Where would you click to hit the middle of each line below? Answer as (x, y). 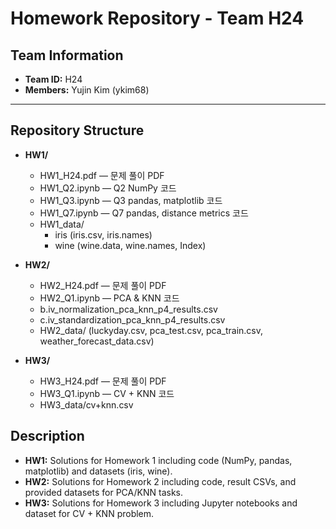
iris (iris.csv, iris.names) (103, 234)
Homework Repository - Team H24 (157, 18)
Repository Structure (77, 130)
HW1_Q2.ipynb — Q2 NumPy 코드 (108, 188)
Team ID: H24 (53, 79)
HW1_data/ (62, 224)
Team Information (67, 55)
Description (47, 436)
